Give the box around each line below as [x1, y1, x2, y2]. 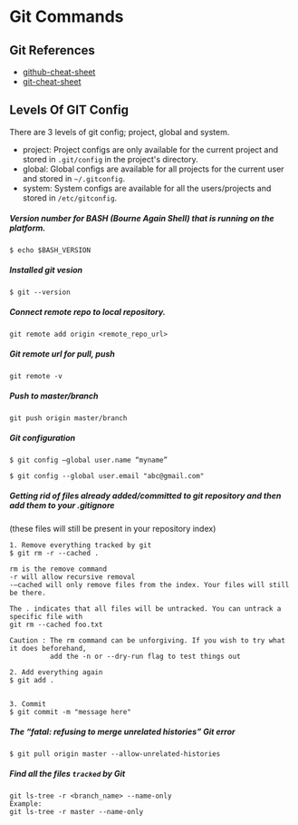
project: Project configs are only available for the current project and [22, 143, 279, 155]
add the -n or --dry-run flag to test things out [49, 652, 242, 661]
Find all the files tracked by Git [9, 769, 126, 780]
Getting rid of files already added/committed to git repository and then [9, 490, 282, 501]
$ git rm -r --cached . [9, 548, 100, 557]
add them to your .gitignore [9, 500, 115, 511]
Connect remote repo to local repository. [9, 307, 166, 318]
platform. [9, 222, 46, 233]
